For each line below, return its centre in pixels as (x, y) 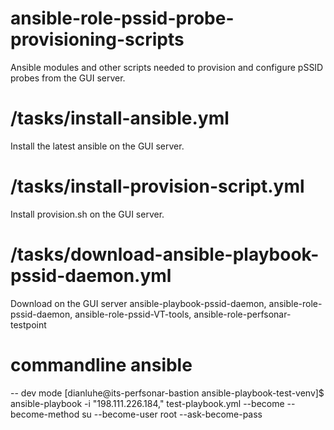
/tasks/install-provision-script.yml (157, 186)
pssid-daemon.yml (91, 276)
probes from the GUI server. (68, 78)
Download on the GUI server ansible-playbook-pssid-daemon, (138, 303)
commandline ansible (101, 364)
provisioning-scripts (97, 39)
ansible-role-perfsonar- (242, 314)
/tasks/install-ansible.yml (120, 118)
